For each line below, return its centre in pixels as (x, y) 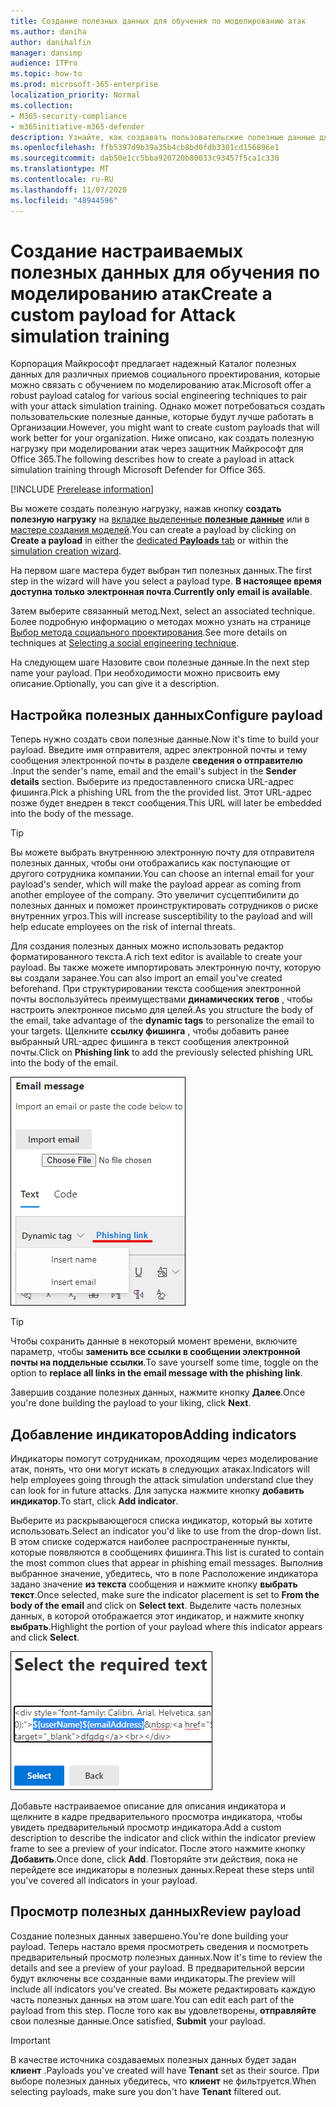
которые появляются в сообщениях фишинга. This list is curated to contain (167, 1552)
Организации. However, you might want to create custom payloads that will (165, 427)
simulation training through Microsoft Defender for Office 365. (138, 470)
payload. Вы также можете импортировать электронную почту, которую (166, 967)
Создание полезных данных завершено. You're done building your (149, 1936)
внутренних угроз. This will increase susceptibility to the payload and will (161, 916)
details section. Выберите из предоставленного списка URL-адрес (152, 782)
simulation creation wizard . (66, 551)
